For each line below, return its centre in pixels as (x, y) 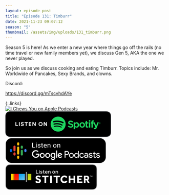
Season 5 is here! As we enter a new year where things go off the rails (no (83, 47)
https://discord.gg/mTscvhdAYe (39, 93)
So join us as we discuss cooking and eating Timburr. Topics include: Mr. (82, 68)
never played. (20, 58)
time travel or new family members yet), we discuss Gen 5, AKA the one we (85, 53)
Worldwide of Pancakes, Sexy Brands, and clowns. (59, 74)
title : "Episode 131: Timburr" (39, 16)
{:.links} (14, 103)
